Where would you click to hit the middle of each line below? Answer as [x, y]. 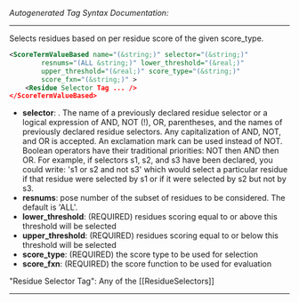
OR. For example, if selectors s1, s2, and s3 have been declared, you [147, 160]
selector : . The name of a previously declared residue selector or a [145, 113]
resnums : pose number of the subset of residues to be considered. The [154, 198]
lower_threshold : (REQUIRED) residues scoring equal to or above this [149, 217]
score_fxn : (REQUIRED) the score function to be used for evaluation [147, 264]
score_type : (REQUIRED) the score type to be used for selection [140, 255]
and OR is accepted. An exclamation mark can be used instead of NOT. [152, 141]
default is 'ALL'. [50, 207]
